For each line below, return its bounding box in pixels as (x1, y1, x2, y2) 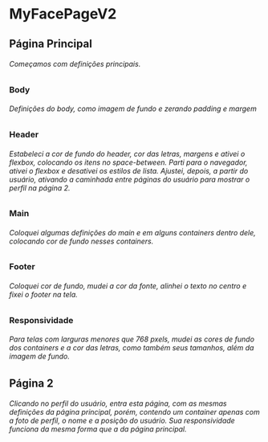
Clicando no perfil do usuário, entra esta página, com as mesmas (9, 399, 227, 408)
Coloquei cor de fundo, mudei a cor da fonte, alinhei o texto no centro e (9, 280, 247, 290)
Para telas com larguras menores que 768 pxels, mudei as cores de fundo (9, 334, 255, 344)
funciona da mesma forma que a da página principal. (9, 424, 187, 434)
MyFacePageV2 (9, 5, 117, 23)
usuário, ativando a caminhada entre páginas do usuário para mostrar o (9, 174, 250, 184)
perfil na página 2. (9, 182, 71, 193)
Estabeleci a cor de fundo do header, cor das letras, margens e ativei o (9, 149, 246, 158)
